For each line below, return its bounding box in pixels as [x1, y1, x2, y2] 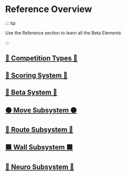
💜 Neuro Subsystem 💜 [5, 162, 74, 171]
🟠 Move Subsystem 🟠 [5, 106, 77, 114]
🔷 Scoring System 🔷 [5, 71, 68, 80]
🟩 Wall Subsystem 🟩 [5, 143, 73, 151]
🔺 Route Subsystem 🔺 [5, 125, 73, 134]
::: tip [5, 20, 16, 26]
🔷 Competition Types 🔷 [5, 54, 78, 63]
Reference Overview [5, 4, 92, 15]
